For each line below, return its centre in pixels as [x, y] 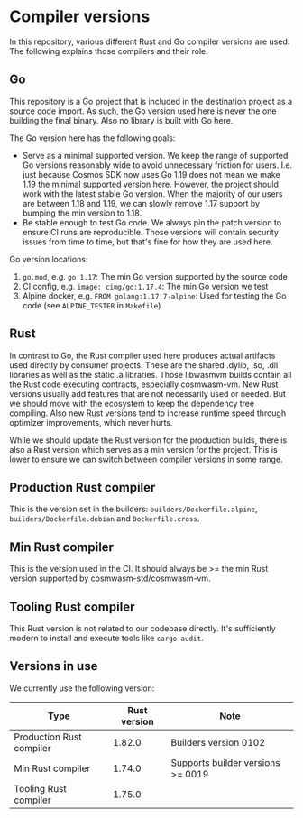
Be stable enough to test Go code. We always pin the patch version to [152, 222]
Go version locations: [49, 259]
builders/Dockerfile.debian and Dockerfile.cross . [105, 519]
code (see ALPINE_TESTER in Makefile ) [92, 305]
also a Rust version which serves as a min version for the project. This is [143, 449]
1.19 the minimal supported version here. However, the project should [151, 184]
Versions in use [54, 666]
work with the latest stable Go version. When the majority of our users [152, 193]
